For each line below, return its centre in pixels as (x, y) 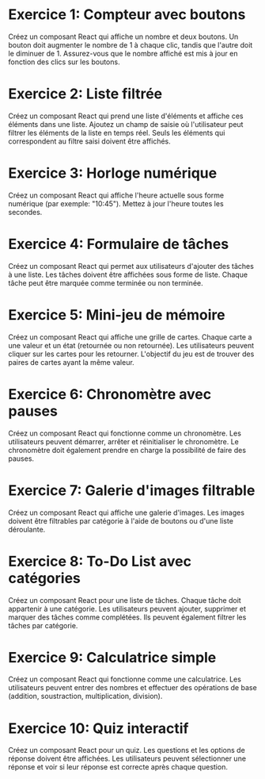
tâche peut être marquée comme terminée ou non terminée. (106, 282)
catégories (45, 578)
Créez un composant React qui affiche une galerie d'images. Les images (127, 512)
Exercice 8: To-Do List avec (100, 561)
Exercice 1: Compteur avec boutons (127, 15)
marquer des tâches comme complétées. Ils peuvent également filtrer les (127, 617)
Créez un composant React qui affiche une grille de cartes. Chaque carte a (130, 337)
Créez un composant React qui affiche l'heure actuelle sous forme (116, 195)
